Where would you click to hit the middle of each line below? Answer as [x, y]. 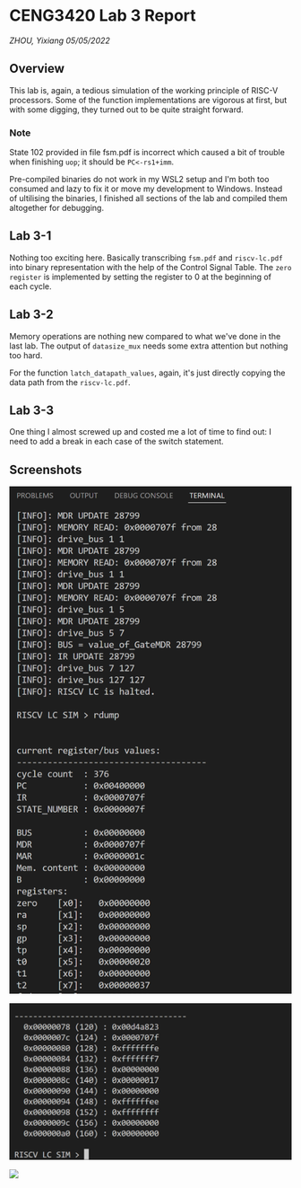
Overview [37, 69]
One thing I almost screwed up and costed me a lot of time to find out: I [140, 432]
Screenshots [46, 469]
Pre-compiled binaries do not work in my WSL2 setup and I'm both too [139, 180]
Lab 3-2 [31, 315]
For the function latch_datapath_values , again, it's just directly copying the [147, 373]
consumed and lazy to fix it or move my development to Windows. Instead [146, 189]
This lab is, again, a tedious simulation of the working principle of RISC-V [144, 90]
